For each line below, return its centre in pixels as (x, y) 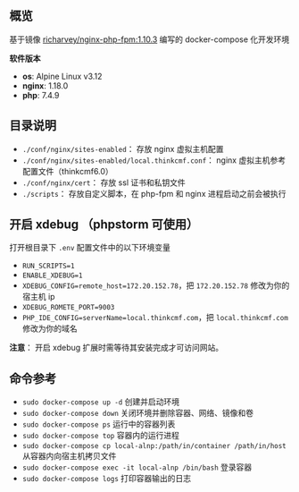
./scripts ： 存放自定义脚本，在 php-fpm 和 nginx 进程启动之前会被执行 (154, 193)
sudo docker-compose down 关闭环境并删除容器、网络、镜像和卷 (138, 413)
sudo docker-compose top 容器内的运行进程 (101, 436)
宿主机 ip (38, 297)
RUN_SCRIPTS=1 (48, 267)
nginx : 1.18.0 (45, 85)
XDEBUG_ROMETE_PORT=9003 (68, 308)
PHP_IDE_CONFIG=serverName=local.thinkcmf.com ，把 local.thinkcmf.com (155, 318)
